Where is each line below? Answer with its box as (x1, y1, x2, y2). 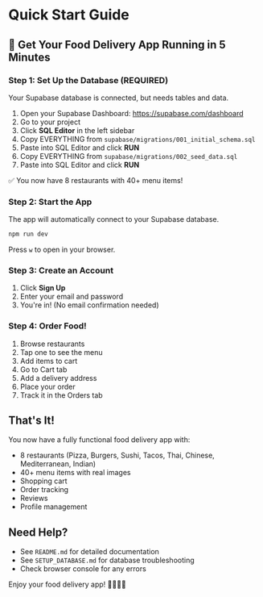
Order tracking (19, 485, 69, 495)
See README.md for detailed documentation (19, 547, 159, 557)
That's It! (8, 414, 55, 428)
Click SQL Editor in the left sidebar (19, 125, 135, 135)
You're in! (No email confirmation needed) (19, 300, 159, 310)
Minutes (8, 50, 51, 64)
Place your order (19, 382, 76, 391)
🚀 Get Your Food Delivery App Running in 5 (8, 38, 227, 52)
